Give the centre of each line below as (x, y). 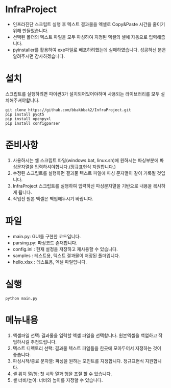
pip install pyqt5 (25, 114)
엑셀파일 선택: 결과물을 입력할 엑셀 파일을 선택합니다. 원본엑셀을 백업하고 (85, 335)
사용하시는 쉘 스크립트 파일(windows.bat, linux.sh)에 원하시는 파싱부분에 (86, 160)
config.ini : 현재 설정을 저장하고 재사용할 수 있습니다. (65, 249)
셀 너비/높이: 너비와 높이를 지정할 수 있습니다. (58, 380)
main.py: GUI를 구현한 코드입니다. (47, 236)
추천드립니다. (44, 341)
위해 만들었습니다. (30, 30)
